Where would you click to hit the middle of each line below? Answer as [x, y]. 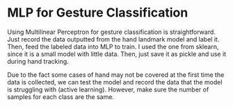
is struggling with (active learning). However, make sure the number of [108, 89]
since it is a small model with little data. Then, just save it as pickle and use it [117, 54]
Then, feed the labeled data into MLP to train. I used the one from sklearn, [113, 46]
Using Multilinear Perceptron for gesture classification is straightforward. [111, 32]
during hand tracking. [38, 61]
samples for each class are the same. [61, 97]
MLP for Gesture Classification [98, 13]
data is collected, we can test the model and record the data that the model [115, 82]
